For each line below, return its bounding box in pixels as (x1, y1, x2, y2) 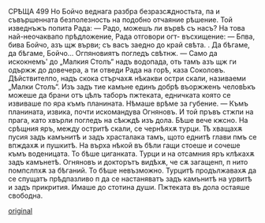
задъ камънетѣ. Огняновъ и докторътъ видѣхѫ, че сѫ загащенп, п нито (8, 158, 248, 166)
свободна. (8, 191, 43, 200)
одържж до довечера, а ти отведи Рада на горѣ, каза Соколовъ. (8, 65, 226, 74)
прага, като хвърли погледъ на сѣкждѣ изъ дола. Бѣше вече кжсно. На (8, 116, 248, 125)
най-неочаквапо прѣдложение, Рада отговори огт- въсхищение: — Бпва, (8, 32, 255, 41)
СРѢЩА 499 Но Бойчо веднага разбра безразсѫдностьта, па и (8, 7, 220, 16)
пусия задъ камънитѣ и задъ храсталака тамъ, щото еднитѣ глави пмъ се (8, 132, 257, 141)
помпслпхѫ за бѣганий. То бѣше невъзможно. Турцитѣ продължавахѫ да (8, 165, 257, 175)
